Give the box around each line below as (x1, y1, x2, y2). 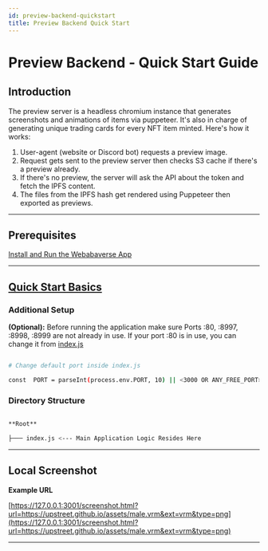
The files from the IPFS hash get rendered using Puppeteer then (19, 189, 231, 199)
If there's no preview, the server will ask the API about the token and (19, 172, 245, 182)
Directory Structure (8, 395, 85, 406)
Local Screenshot (8, 464, 97, 478)
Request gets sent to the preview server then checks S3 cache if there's (19, 155, 258, 165)
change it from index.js (8, 340, 84, 348)
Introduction (8, 85, 72, 99)
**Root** (8, 420, 37, 428)
